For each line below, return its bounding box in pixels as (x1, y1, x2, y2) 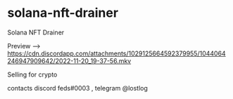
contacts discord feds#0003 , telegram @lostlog (7, 84, 148, 92)
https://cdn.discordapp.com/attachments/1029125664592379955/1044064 (7, 49, 227, 58)
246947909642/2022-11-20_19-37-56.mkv (7, 56, 132, 65)
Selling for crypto (7, 70, 58, 79)
